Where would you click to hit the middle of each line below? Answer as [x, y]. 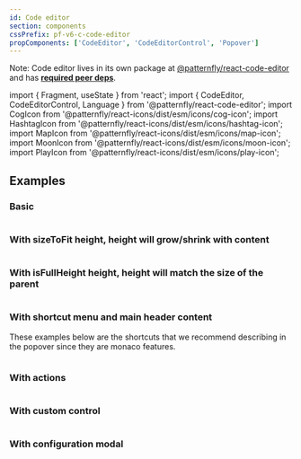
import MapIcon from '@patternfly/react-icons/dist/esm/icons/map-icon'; [145, 133]
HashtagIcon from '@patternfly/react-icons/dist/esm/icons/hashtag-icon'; [146, 124]
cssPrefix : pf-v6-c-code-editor [70, 34]
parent [24, 284]
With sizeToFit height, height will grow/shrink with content [139, 239]
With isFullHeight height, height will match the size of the [136, 273]
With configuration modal [66, 444]
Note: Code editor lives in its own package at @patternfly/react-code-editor [150, 68]
